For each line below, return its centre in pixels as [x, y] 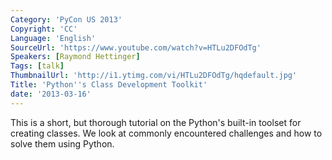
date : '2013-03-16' [51, 94]
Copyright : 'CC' [44, 29]
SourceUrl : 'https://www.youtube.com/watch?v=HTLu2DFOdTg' [136, 47]
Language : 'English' [53, 38]
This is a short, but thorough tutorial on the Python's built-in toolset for [156, 122]
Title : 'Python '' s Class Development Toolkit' [109, 85]
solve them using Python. [62, 143]
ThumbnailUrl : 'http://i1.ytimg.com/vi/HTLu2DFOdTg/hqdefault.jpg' [154, 76]
